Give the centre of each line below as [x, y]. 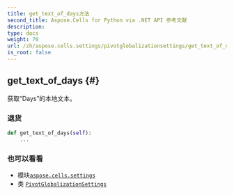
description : [26, 26]
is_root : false [29, 53]
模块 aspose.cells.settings [56, 175]
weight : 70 [23, 40]
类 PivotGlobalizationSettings [62, 184]
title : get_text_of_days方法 [48, 14]
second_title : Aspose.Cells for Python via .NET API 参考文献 [97, 20]
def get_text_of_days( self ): [49, 133]
